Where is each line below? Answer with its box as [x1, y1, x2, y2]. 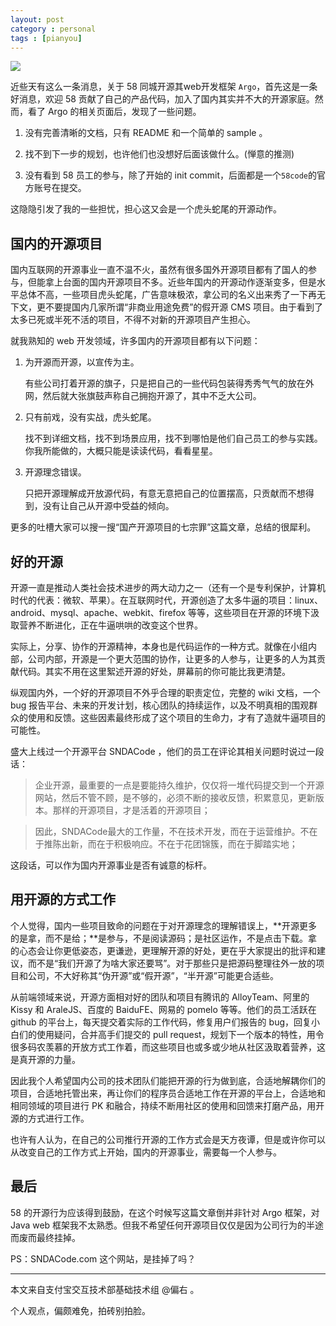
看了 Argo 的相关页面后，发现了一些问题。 [27, 106, 202, 118]
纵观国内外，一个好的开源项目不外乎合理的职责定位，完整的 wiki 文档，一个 [10, 687, 321, 698]
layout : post [10, 14, 65, 25]
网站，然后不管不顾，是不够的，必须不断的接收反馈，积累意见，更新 [34, 792, 316, 803]
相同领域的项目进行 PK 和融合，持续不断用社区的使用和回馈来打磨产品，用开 [10, 1099, 325, 1111]
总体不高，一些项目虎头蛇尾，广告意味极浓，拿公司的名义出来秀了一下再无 [18, 289, 326, 301]
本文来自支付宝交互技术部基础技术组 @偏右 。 [10, 1283, 200, 1295]
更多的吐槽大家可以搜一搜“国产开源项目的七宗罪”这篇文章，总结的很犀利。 [10, 521, 317, 533]
